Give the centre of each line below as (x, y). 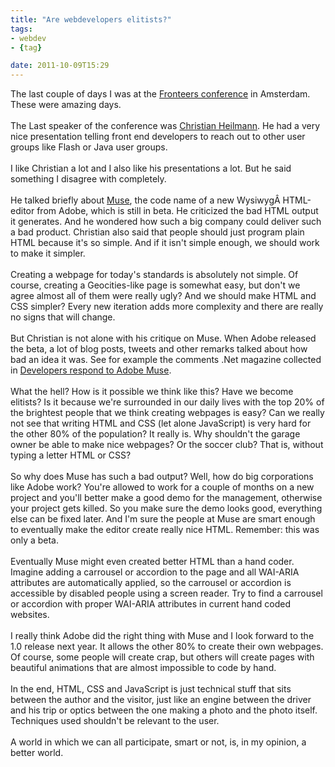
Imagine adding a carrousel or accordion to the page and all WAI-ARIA (155, 572)
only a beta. (35, 540)
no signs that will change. (63, 317)
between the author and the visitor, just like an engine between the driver (161, 700)
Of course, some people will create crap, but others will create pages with (162, 657)
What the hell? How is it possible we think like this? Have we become (152, 392)
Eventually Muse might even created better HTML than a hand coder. (152, 562)
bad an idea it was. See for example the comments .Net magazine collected (166, 360)
